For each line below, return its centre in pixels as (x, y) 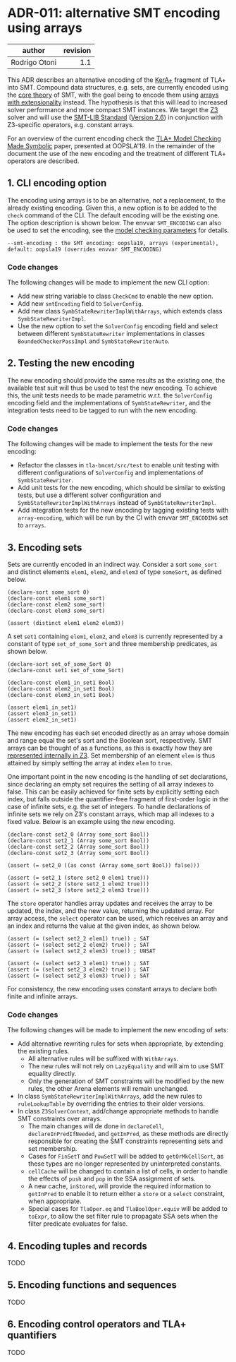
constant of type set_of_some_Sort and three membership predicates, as (112, 643)
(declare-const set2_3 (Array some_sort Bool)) (79, 853)
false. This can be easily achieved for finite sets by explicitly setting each (113, 791)
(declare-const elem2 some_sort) (56, 604)
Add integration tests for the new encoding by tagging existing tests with (123, 510)
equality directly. (52, 1074)
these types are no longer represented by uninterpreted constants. (125, 1164)
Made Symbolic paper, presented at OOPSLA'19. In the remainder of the (111, 145)
